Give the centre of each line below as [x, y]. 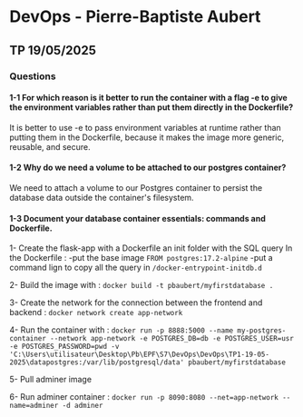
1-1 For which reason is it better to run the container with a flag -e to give [148, 98]
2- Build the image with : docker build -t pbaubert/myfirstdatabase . [142, 285]
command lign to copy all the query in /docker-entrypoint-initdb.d [136, 268]
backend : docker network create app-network [96, 313]
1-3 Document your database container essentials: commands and [137, 218]
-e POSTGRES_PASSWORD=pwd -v [64, 347]
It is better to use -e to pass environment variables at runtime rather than [145, 127]
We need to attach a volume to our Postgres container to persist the [136, 187]
